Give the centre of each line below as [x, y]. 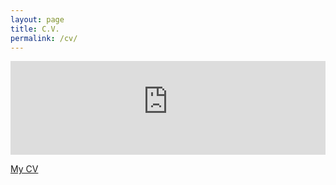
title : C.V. [35, 29]
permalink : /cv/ [44, 38]
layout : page [37, 19]
